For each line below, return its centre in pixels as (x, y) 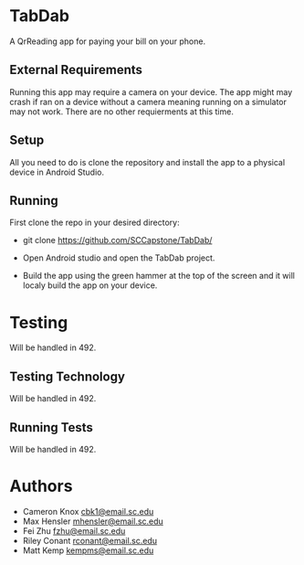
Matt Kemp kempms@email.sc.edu (88, 550)
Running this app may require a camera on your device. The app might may (151, 91)
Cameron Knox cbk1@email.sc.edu (88, 511)
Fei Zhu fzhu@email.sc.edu (74, 530)
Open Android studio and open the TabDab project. (119, 258)
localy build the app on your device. (90, 285)
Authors (41, 486)
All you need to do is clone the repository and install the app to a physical (147, 162)
